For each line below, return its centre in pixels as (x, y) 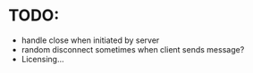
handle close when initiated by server (90, 40)
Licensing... (42, 59)
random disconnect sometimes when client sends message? (133, 49)
